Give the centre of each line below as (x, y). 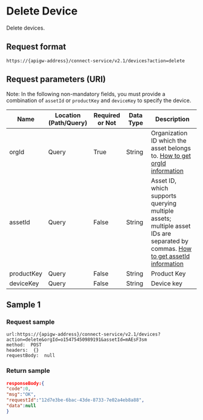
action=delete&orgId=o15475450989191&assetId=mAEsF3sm (77, 340)
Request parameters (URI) (56, 79)
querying (164, 203)
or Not (107, 123)
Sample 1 (24, 304)
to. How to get (171, 155)
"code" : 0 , (19, 389)
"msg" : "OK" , (21, 395)
